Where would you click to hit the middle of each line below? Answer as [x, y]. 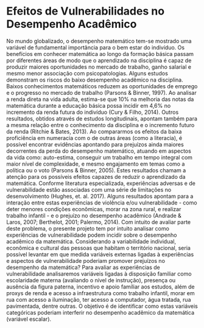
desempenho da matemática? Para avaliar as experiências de [83, 267]
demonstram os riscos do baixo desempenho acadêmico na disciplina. [95, 80]
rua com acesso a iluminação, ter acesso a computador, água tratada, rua [99, 299]
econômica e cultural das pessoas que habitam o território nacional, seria [98, 248]
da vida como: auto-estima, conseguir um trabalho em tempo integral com [100, 157]
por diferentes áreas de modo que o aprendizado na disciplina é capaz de [99, 60]
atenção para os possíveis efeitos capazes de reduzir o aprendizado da [96, 176]
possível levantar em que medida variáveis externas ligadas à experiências [100, 254]
